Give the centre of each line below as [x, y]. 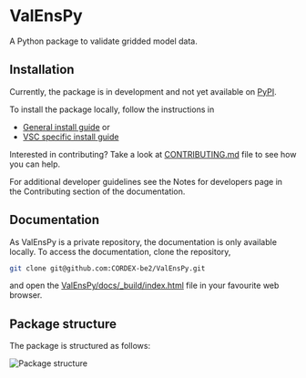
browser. [26, 295]
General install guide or [66, 127]
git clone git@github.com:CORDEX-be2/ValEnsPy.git [107, 268]
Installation [42, 70]
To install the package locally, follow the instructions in [112, 109]
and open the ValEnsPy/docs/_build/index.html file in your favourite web [144, 286]
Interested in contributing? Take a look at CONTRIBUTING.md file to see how [153, 154]
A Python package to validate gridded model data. [103, 41]
